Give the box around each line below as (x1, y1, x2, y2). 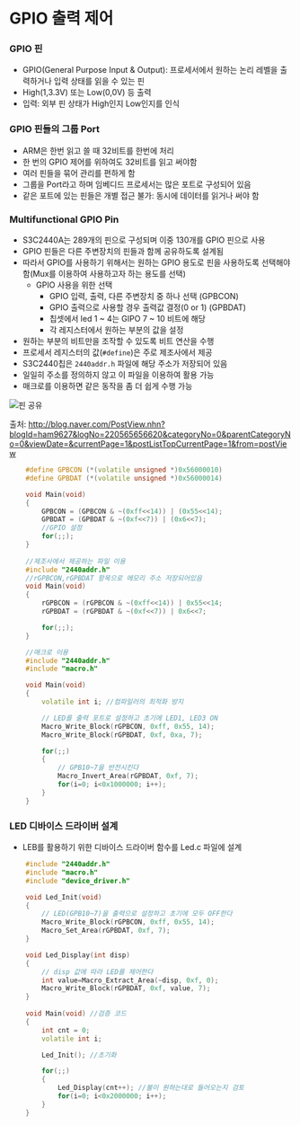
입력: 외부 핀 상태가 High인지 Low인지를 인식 (22, 98, 180, 109)
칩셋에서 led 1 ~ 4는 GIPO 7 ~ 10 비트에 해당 (49, 314, 207, 324)
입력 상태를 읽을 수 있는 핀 (53, 75, 146, 86)
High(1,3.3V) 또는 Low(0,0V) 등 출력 (22, 87, 152, 98)
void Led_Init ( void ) (25, 892, 102, 901)
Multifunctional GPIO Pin (9, 213, 119, 226)
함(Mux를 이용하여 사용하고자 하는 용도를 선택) (22, 269, 187, 279)
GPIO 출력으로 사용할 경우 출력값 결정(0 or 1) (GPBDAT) (49, 302, 247, 313)
